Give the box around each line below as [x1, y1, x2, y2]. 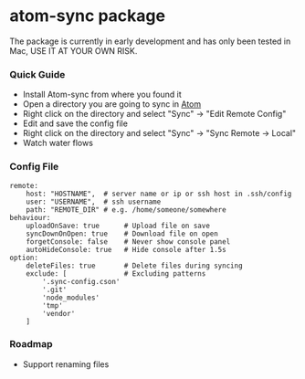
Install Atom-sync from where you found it [22, 89, 183, 100]
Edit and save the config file [22, 118, 128, 129]
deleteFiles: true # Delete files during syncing [26, 261, 244, 270]
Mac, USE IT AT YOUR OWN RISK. [9, 45, 138, 56]
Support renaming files [22, 358, 110, 370]
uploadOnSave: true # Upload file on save [26, 221, 210, 230]
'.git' [42, 285, 68, 294]
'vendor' [42, 309, 76, 318]
